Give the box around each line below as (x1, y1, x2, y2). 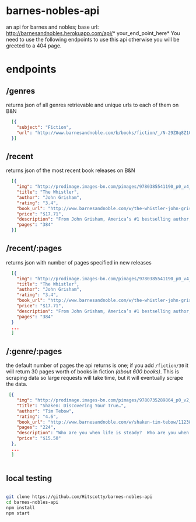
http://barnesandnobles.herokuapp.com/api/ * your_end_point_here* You (6, 29, 180, 36)
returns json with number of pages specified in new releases (6, 259, 152, 266)
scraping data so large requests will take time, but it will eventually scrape (6, 375, 184, 382)
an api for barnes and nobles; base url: (6, 23, 99, 30)
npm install (6, 505, 35, 511)
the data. (6, 380, 27, 387)
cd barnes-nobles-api (6, 499, 59, 506)
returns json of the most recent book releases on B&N (6, 167, 135, 174)
